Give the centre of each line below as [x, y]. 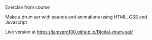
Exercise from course [28, 7]
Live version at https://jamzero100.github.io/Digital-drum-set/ [69, 32]
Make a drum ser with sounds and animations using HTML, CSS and [76, 17]
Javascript [16, 22]
